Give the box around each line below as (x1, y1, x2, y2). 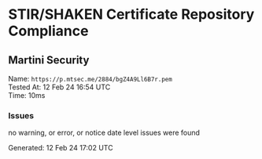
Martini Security (8, 53, 90, 67)
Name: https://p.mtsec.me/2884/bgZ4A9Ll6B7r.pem (8, 74, 173, 83)
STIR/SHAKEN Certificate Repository (8, 5, 255, 23)
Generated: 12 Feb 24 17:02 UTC (8, 143, 113, 153)
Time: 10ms (8, 91, 46, 99)
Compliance (8, 22, 89, 40)
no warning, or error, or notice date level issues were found (8, 128, 201, 138)
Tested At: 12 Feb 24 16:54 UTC (8, 82, 111, 92)
